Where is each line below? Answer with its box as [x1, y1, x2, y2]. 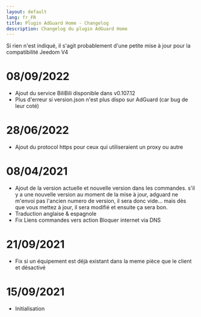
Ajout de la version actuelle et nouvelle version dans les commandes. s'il [14, 184, 196, 192]
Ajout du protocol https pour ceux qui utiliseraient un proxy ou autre [14, 143, 184, 151]
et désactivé [14, 264, 46, 271]
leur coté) [14, 102, 39, 110]
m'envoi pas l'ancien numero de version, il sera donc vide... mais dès [14, 197, 187, 205]
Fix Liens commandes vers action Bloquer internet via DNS [14, 216, 161, 224]
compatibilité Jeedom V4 [6, 49, 69, 56]
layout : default [6, 8, 47, 15]
